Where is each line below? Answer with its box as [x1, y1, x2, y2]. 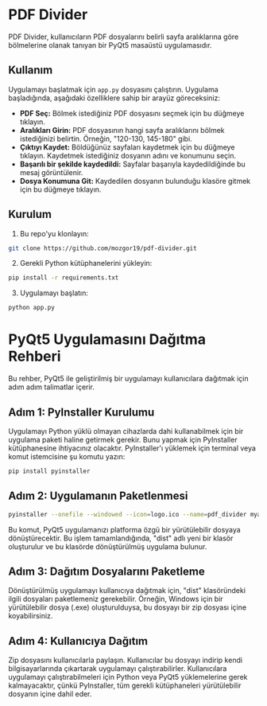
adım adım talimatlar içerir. [8, 382, 95, 392]
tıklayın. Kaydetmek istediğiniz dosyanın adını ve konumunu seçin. [19, 150, 237, 160]
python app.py [8, 304, 56, 312]
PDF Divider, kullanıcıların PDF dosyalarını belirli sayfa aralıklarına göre [8, 32, 239, 41]
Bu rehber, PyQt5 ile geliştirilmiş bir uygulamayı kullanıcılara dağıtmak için [8, 374, 249, 384]
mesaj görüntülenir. [19, 167, 83, 177]
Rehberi [8, 348, 61, 365]
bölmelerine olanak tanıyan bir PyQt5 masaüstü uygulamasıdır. [8, 40, 212, 49]
